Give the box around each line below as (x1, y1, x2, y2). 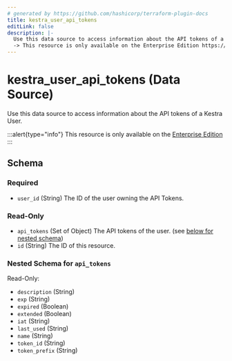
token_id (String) (17, 339, 66, 347)
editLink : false (7, 23, 54, 30)
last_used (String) (17, 324, 69, 333)
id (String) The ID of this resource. (17, 241, 116, 249)
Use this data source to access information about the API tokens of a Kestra (7, 109, 223, 117)
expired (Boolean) (17, 302, 69, 311)
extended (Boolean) (17, 310, 72, 318)
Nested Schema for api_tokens (7, 258, 112, 268)
